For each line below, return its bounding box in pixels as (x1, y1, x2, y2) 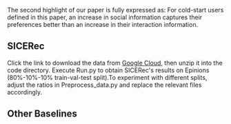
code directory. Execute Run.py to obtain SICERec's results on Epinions (7, 65, 210, 74)
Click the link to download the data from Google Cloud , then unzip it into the (7, 59, 223, 67)
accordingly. (7, 87, 43, 96)
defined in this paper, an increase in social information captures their (7, 13, 203, 21)
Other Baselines (7, 108, 78, 120)
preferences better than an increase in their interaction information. (7, 21, 199, 28)
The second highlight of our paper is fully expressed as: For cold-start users (7, 6, 224, 14)
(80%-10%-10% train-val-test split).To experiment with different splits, (7, 73, 208, 81)
